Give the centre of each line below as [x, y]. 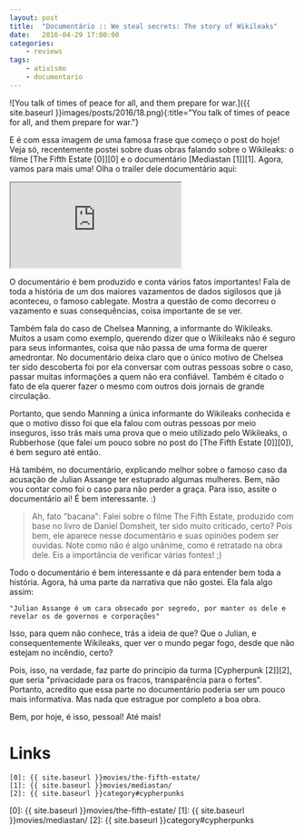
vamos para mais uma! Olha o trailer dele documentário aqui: [123, 168]
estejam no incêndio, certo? [61, 652]
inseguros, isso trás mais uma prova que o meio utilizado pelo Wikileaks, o [148, 432]
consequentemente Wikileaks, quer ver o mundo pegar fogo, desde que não [152, 642]
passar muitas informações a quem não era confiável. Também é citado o [147, 376]
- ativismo [46, 69]
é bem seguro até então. [55, 452]
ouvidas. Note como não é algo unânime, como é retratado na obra [157, 545]
